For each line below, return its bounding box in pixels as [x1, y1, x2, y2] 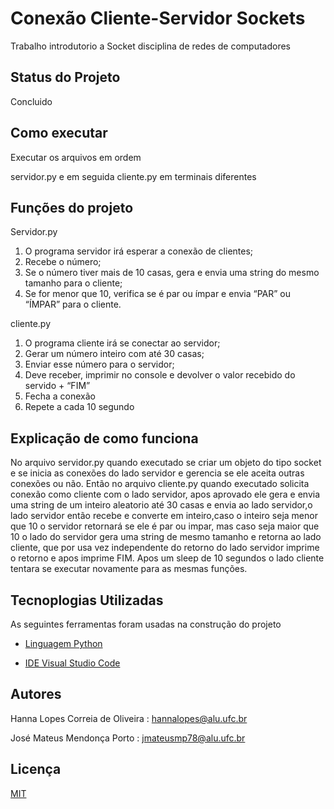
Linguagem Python [24, 638, 103, 649]
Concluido [10, 95, 53, 107]
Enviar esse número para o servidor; [24, 358, 175, 371]
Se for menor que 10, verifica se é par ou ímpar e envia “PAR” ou [24, 288, 292, 300]
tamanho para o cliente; [24, 277, 123, 289]
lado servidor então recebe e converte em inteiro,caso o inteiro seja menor [10, 510, 318, 522]
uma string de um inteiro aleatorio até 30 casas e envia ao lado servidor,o [10, 499, 313, 511]
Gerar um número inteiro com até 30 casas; [24, 348, 205, 360]
